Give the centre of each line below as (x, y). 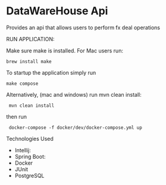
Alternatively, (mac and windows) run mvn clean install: (74, 94)
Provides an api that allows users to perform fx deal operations (83, 27)
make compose (22, 84)
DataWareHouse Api (57, 11)
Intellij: (23, 150)
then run (17, 116)
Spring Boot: (30, 156)
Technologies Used (30, 138)
